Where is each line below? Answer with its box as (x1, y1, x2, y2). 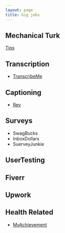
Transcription (5, 59, 50, 68)
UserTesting (5, 156, 45, 164)
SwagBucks (12, 130, 38, 136)
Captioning (5, 88, 42, 97)
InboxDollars (12, 135, 39, 141)
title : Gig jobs (5, 12, 40, 17)
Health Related (5, 208, 54, 217)
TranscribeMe (12, 73, 42, 79)
